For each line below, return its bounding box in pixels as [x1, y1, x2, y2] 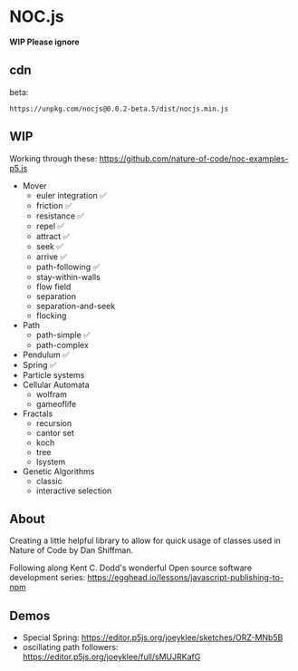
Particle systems [22, 369, 85, 380]
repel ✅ [35, 220, 65, 231]
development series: [9, 572, 86, 583]
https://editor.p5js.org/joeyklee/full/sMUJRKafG [22, 651, 201, 663]
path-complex [35, 339, 89, 350]
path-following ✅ [35, 261, 101, 272]
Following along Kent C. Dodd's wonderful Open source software [9, 562, 252, 573]
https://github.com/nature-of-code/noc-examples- [99, 152, 289, 164]
